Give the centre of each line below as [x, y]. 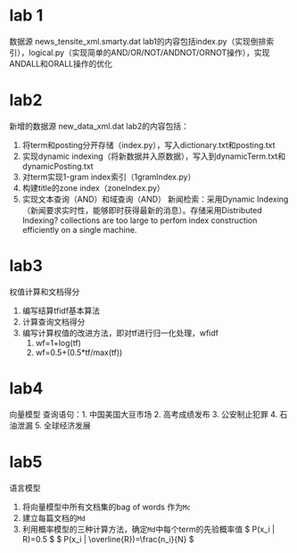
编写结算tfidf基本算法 [61, 310]
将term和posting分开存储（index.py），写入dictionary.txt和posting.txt [148, 144]
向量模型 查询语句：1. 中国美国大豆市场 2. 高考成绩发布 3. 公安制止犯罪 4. [144, 414]
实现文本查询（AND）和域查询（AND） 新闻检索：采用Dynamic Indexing [155, 199]
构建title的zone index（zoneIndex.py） [93, 187]
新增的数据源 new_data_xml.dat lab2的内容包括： [99, 126]
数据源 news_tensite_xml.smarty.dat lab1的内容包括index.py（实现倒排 [138, 41]
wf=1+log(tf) [58, 343]
